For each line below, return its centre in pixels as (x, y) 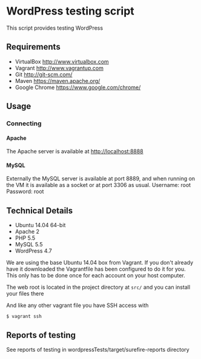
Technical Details (40, 210)
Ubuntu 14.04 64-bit (40, 225)
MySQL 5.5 (29, 245)
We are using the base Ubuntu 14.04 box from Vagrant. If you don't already (100, 263)
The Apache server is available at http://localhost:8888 (75, 151)
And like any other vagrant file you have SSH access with (77, 305)
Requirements (33, 47)
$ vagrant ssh (24, 317)
